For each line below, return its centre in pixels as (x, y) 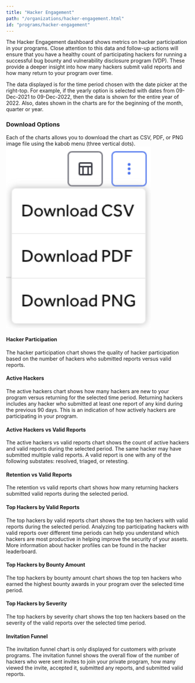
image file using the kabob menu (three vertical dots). (71, 143)
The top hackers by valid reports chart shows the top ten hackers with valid (97, 520)
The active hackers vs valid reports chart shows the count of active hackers (97, 442)
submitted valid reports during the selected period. (67, 494)
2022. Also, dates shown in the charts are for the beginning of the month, (95, 103)
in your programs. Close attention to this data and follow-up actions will (92, 48)
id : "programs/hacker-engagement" (48, 25)
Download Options (33, 125)
